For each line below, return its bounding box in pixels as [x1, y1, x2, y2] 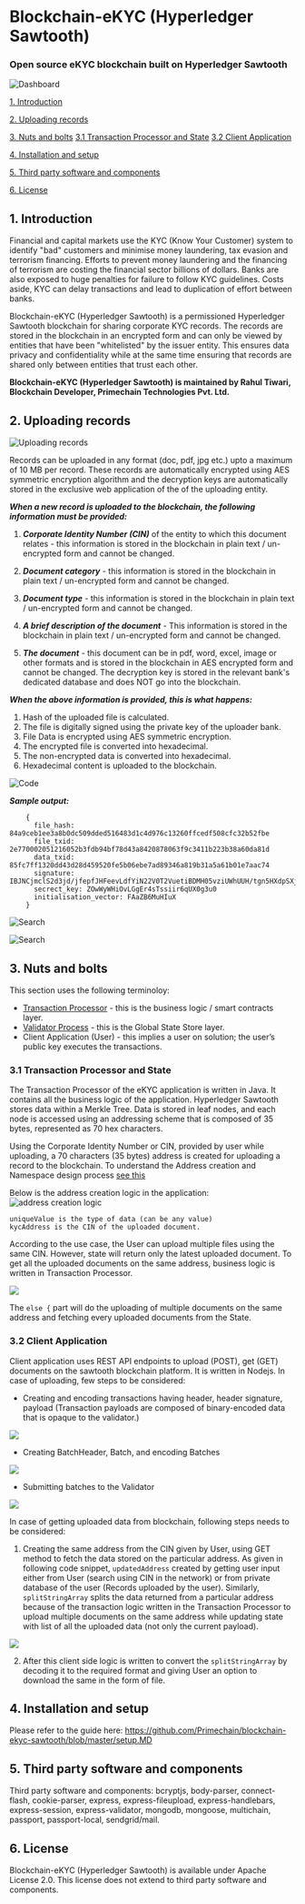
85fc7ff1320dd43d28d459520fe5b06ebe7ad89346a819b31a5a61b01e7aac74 [9, 861, 271, 870]
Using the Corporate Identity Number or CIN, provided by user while [9, 1140, 265, 1152]
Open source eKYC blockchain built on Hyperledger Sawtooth [9, 58, 288, 71]
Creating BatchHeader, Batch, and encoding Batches [22, 1446, 221, 1457]
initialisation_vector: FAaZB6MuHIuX [33, 893, 177, 902]
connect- [241, 1786, 276, 1797]
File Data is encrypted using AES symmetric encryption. [22, 731, 231, 743]
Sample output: [9, 795, 70, 806]
